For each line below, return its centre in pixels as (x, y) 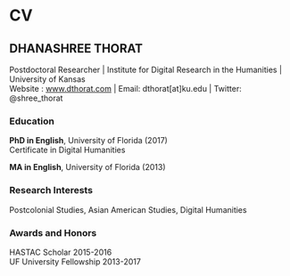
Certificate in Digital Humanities (67, 150)
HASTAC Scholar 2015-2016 (61, 252)
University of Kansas (48, 79)
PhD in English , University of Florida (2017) (88, 141)
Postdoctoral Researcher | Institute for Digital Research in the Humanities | (146, 69)
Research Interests (51, 191)
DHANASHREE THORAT (76, 49)
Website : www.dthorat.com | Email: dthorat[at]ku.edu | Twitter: (126, 89)
